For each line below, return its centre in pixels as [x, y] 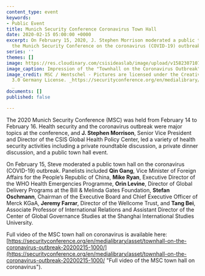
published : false [28, 97]
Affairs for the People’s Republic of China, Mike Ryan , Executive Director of [101, 177]
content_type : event [33, 12]
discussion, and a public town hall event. [57, 152]
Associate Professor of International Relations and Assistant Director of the [100, 209]
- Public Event [26, 23]
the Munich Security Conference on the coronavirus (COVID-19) [94, 46]
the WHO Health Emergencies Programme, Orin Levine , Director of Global [99, 183]
